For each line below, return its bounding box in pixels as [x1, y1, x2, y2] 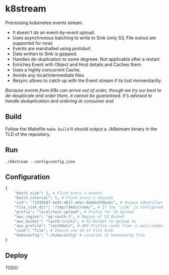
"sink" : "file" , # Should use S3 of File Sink [14, 228, 114, 233]
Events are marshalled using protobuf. [12, 45, 92, 51]
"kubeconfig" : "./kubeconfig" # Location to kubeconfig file [14, 233, 145, 238]
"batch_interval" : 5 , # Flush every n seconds [14, 196, 114, 201]
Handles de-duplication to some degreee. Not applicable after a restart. [12, 56, 161, 62]
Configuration [5, 172, 50, 181]
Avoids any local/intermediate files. [12, 72, 86, 78]
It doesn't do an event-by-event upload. [12, 29, 96, 35]
